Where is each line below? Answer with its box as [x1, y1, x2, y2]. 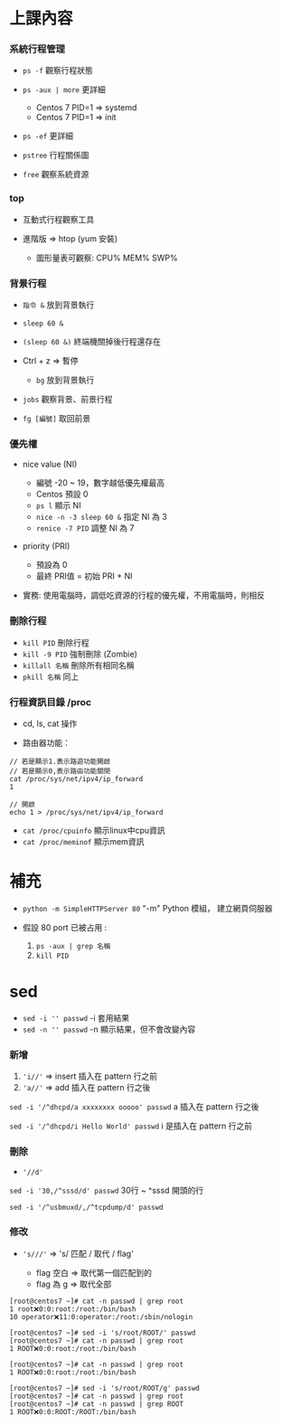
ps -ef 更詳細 [22, 130, 74, 141]
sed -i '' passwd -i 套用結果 [22, 1012, 130, 1023]
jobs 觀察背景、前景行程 [22, 394, 113, 405]
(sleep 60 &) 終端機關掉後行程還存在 [22, 336, 161, 347]
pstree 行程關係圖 [22, 150, 89, 161]
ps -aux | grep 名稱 [35, 941, 111, 950]
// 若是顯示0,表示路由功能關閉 [9, 766, 111, 776]
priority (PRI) [22, 541, 70, 552]
